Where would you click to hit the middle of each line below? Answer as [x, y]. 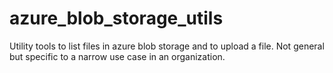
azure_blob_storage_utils [116, 18]
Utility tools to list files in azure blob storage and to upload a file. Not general [167, 46]
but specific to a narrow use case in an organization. [117, 56]
